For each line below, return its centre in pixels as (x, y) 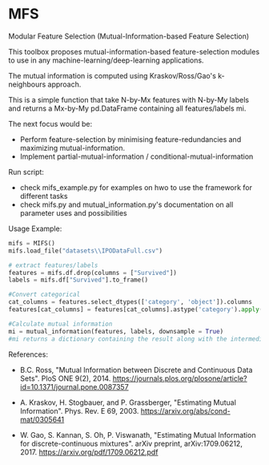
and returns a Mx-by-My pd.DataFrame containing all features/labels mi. (127, 108)
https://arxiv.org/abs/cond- (185, 410)
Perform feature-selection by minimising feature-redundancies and (130, 139)
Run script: (26, 172)
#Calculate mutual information (60, 324)
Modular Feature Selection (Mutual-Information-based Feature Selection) (129, 36)
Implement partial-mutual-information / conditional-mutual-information (137, 156)
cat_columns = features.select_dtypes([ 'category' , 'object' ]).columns (130, 302)
